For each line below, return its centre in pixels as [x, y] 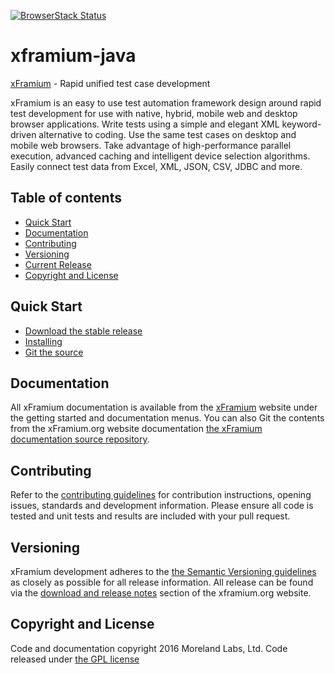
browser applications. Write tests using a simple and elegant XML [145, 124]
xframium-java [73, 56]
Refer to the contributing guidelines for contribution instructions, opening [161, 495]
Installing [43, 341]
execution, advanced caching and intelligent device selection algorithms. [160, 156]
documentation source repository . [80, 439]
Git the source [54, 352]
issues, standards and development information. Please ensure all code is [162, 506]
